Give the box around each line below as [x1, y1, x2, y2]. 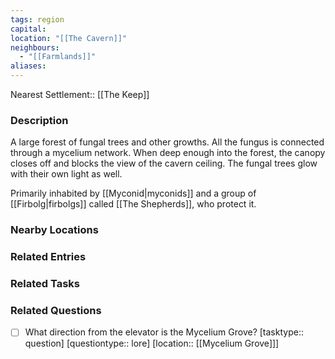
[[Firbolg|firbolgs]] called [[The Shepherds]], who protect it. [10, 198, 257, 210]
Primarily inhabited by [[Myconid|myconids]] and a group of [10, 187, 257, 200]
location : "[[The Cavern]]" [10, 33, 128, 43]
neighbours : [10, 42, 60, 53]
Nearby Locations [10, 223, 99, 237]
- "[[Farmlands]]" [19, 52, 97, 62]
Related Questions [10, 303, 102, 317]
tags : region [10, 14, 65, 25]
